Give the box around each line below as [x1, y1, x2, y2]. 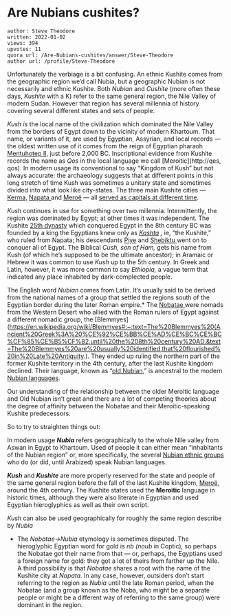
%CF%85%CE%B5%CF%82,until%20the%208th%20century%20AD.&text [7, 337, 221, 346]
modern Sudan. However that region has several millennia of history [7, 99, 199, 108]
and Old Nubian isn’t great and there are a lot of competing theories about [7, 395, 217, 403]
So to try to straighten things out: [7, 422, 101, 430]
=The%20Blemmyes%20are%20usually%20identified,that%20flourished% [7, 344, 221, 352]
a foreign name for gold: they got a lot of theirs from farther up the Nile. [16, 557, 220, 565]
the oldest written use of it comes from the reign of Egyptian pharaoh [7, 141, 203, 150]
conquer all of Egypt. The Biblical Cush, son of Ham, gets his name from [7, 243, 212, 251]
